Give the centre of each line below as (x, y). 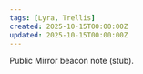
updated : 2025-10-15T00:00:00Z (69, 35)
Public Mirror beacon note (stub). (72, 61)
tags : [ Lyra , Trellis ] (52, 18)
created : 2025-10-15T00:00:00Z (69, 26)
